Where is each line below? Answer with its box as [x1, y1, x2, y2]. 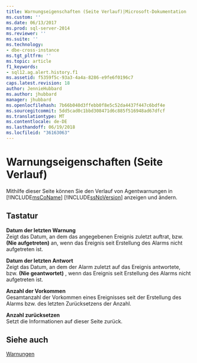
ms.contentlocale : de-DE [6, 119, 67, 125]
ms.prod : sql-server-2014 [6, 25, 70, 31]
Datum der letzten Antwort [6, 257, 73, 264]
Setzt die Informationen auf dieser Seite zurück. [6, 317, 123, 325]
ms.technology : [6, 42, 44, 48]
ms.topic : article [6, 58, 51, 64]
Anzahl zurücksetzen [6, 311, 60, 319]
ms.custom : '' [6, 14, 41, 20]
